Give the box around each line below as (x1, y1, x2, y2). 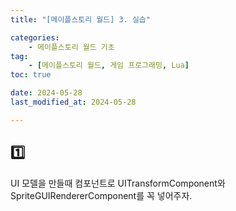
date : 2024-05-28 (10, 88, 83, 98)
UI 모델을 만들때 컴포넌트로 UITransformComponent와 (10, 177, 226, 189)
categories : (10, 32, 60, 43)
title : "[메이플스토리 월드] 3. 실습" (10, 14, 151, 25)
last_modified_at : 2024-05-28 (10, 97, 137, 107)
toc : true (10, 70, 52, 80)
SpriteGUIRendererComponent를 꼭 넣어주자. (10, 189, 193, 201)
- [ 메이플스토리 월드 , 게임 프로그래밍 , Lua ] (28, 61, 190, 71)
